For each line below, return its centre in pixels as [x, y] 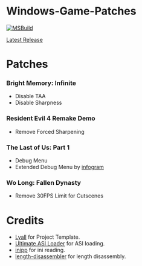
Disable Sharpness [38, 103]
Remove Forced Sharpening [50, 131]
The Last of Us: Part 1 [38, 147]
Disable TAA [30, 96]
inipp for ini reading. [40, 250]
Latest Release [25, 39]
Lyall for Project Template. [47, 237]
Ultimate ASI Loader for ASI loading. [60, 244]
